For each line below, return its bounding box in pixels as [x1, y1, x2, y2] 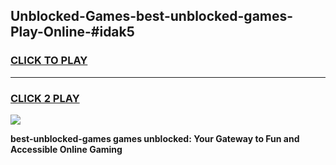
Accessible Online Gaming [10, 143, 123, 155]
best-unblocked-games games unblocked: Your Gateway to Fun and [10, 132, 300, 144]
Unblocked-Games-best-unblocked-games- [10, 8, 294, 25]
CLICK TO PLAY [10, 54, 88, 68]
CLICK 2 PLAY [10, 91, 80, 105]
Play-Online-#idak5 [10, 24, 135, 41]
